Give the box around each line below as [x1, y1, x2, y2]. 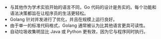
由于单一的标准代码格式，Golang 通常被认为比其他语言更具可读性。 [9, 22, 148, 28]
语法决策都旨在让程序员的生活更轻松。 [9, 10, 88, 16]
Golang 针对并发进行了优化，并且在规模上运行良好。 [9, 17, 118, 22]
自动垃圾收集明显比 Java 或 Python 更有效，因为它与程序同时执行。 [9, 29, 148, 34]
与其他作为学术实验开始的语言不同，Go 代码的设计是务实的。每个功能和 [9, 4, 157, 10]
